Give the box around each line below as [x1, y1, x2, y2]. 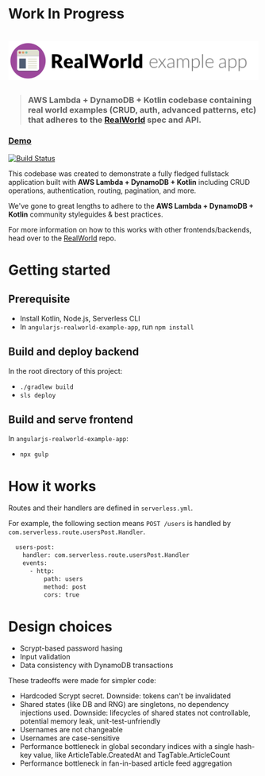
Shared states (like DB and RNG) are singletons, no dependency [19, 700, 229, 709]
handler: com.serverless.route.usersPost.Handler [22, 551, 190, 559]
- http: [29, 567, 56, 575]
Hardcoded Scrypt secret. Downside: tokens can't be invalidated [19, 691, 232, 701]
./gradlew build [19, 382, 74, 391]
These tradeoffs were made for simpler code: [8, 676, 156, 686]
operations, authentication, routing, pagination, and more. [8, 186, 197, 195]
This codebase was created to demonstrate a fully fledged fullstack [8, 168, 229, 179]
